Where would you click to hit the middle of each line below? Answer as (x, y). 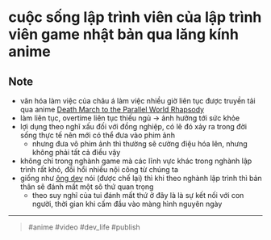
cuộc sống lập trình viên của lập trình (135, 17)
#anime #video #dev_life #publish (84, 227)
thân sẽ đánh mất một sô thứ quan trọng (87, 187)
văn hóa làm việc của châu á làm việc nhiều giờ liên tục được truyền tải (138, 101)
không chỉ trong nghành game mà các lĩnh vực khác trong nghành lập (136, 161)
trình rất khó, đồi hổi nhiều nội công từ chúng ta (99, 169)
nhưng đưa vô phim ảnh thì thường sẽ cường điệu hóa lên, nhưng (140, 144)
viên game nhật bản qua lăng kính (124, 34)
